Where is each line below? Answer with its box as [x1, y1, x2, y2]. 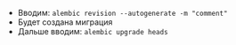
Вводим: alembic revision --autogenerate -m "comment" [17, 8, 228, 18]
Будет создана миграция [17, 17, 113, 27]
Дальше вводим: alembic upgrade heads [17, 26, 168, 36]
